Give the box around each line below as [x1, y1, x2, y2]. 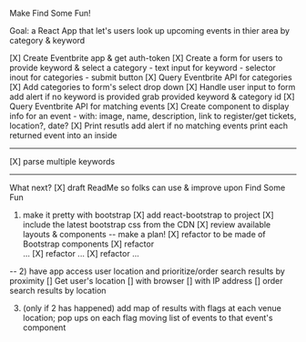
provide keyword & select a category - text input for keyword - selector [9, 63, 276, 73]
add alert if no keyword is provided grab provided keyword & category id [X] [9, 91, 295, 102]
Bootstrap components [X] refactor [22, 238, 155, 249]
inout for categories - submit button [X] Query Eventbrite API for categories [9, 72, 293, 83]
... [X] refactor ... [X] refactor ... [22, 248, 139, 258]
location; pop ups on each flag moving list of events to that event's [22, 313, 273, 323]
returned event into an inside [9, 130, 117, 140]
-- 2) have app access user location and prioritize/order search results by [9, 266, 285, 277]
